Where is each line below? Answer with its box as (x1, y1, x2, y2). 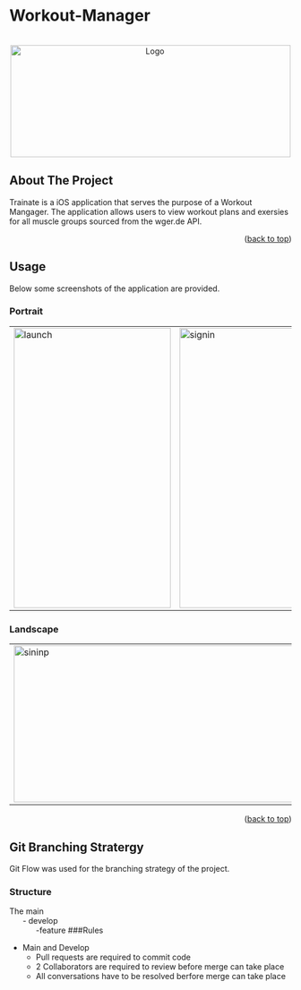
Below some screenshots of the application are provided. (9, 283, 220, 294)
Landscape (9, 623, 59, 635)
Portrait (9, 306, 43, 318)
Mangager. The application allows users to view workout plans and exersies (9, 206, 289, 217)
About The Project (9, 173, 114, 188)
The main (9, 906, 45, 917)
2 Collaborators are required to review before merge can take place (35, 961, 285, 972)
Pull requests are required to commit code (35, 951, 191, 963)
